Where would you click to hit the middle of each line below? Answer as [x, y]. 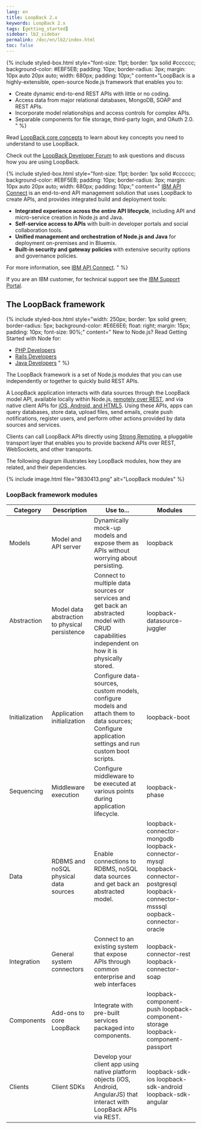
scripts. [105, 758]
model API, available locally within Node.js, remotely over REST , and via [95, 399]
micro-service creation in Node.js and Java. [69, 217]
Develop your [113, 1057]
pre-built [107, 1013]
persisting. [109, 565]
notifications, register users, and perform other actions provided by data [96, 418]
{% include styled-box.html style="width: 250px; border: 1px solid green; [96, 319]
